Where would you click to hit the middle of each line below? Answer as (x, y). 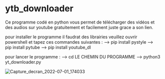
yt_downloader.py (23, 62)
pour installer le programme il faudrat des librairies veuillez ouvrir (71, 37)
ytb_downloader (39, 9)
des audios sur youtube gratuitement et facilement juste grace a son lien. (79, 27)
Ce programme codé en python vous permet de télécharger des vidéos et (80, 22)
